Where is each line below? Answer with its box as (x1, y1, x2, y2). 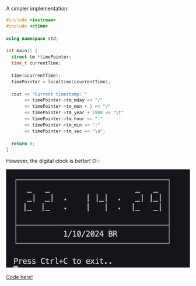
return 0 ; (11, 141, 35, 147)
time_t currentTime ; (11, 60, 61, 66)
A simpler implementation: (6, 5, 69, 12)
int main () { (6, 48, 38, 54)
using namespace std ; (6, 35, 59, 42)
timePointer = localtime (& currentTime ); (11, 79, 111, 84)
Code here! (6, 273, 33, 280)
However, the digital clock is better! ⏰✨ (6, 158, 101, 165)
